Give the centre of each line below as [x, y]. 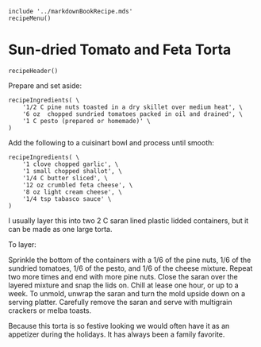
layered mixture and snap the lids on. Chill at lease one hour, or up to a [124, 285]
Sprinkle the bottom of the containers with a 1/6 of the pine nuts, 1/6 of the [130, 260]
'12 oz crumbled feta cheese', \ [78, 185]
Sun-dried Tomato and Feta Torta [120, 50]
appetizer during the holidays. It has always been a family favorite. [117, 334]
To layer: [23, 244]
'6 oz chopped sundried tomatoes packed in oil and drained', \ [133, 114]
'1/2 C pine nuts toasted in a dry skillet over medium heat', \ [133, 107]
